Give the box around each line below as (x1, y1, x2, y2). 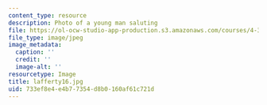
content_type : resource (8, 11, 87, 20)
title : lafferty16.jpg (8, 77, 83, 85)
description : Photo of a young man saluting (8, 19, 158, 27)
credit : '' (15, 56, 52, 64)
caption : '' (15, 48, 56, 56)
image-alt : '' (15, 63, 62, 71)
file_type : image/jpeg (8, 33, 83, 42)
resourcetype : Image (8, 70, 77, 78)
